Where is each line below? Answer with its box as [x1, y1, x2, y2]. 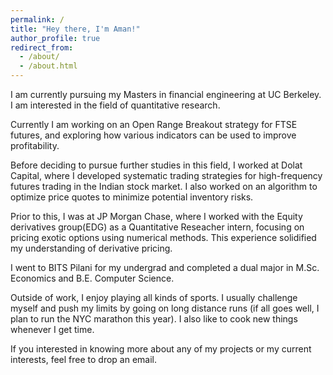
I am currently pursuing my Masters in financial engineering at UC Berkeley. [10, 89, 322, 100]
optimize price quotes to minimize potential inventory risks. [10, 191, 254, 203]
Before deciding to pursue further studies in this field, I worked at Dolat [10, 159, 303, 171]
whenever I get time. [10, 324, 95, 335]
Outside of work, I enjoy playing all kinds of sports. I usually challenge [10, 292, 298, 303]
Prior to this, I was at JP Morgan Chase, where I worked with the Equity [10, 211, 303, 222]
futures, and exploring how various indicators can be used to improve [10, 129, 297, 141]
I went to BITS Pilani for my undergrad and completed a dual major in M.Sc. [10, 262, 320, 273]
